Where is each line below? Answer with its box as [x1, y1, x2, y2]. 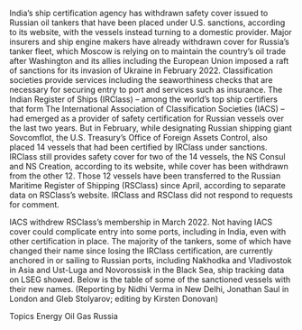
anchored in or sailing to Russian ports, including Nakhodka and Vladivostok [9, 255, 292, 265]
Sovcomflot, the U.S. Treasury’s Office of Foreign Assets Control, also [9, 133, 268, 142]
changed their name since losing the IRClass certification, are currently [9, 245, 273, 256]
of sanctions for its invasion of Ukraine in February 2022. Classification [9, 65, 273, 76]
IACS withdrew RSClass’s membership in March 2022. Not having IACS [9, 216, 273, 227]
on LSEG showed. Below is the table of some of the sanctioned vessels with [9, 274, 291, 285]
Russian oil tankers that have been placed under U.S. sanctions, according [9, 17, 286, 28]
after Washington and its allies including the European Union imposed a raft [9, 56, 289, 66]
